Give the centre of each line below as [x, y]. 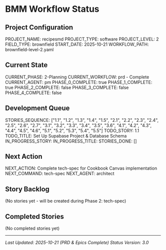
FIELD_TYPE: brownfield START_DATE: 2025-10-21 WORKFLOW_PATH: [77, 44]
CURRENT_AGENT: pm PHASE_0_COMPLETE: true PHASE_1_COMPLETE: [79, 82]
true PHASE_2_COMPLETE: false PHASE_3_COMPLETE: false [67, 87]
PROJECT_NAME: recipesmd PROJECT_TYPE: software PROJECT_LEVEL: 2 [82, 39]
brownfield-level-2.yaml [29, 50]
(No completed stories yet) [32, 228]
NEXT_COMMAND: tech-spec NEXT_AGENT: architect [60, 174]
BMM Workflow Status [52, 9]
